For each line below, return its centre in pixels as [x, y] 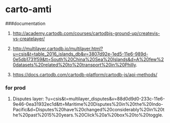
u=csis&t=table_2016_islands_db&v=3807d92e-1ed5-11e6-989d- [80, 54]
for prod [16, 87]
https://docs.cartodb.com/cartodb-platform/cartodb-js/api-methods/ [85, 74]
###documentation [25, 23]
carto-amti [29, 9]
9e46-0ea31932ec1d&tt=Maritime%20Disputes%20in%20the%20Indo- [88, 104]
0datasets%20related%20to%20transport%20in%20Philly [74, 65]
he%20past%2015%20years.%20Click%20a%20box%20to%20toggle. [88, 115]
